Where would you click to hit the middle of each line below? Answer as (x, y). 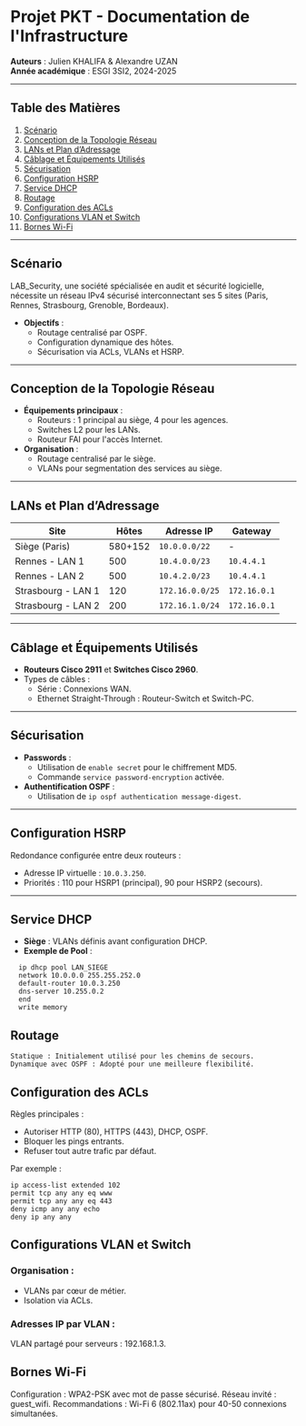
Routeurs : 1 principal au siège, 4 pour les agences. (133, 420)
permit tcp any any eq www (61, 1193)
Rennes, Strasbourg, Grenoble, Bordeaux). (89, 305)
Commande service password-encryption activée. (131, 777)
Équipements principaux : (73, 410)
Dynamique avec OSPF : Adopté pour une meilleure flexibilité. (133, 1064)
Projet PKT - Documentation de (130, 17)
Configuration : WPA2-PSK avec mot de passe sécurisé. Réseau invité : (143, 1394)
